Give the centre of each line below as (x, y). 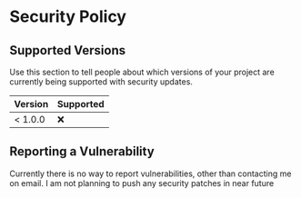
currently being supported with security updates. (101, 82)
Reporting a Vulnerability (82, 152)
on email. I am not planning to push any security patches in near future (142, 183)
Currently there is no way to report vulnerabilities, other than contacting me (150, 173)
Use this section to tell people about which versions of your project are (142, 72)
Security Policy (68, 17)
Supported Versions (67, 50)
